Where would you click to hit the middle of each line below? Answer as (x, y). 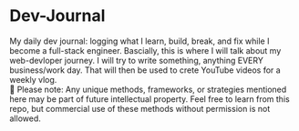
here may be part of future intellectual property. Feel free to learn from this (149, 99)
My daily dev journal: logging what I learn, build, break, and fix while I (139, 41)
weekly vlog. (33, 79)
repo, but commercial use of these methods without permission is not (140, 108)
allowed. (25, 118)
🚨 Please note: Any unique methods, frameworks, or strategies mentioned (148, 89)
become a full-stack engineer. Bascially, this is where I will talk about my (145, 50)
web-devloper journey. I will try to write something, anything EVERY (137, 60)
